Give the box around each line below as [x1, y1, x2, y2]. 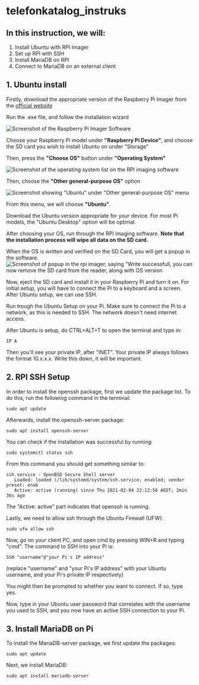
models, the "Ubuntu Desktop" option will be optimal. [6, 218, 137, 226]
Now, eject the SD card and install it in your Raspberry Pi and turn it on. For [6, 278, 189, 285]
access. [6, 315, 26, 322]
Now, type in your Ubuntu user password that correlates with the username [6, 600, 191, 608]
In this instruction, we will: [6, 28, 106, 38]
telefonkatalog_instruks [6, 4, 127, 18]
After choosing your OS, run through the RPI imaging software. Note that [6, 230, 184, 237]
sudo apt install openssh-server [6, 427, 89, 434]
